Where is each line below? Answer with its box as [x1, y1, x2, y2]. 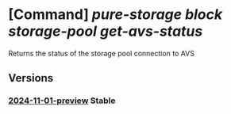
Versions [8, 71, 54, 85]
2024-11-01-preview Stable [8, 95, 116, 106]
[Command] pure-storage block [8, 6, 223, 24]
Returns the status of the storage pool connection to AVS [8, 48, 194, 58]
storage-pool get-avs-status [8, 22, 203, 40]
